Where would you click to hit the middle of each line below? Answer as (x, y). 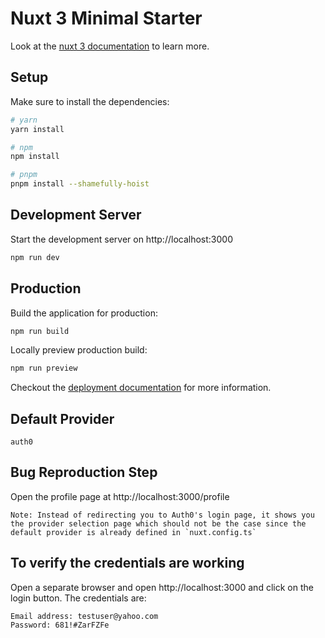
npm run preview (44, 368)
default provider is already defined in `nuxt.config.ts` (133, 532)
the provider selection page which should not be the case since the (158, 523)
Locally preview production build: (79, 350)
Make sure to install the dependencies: (90, 101)
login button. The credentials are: (78, 598)
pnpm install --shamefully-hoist (80, 184)
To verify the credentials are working (127, 563)
